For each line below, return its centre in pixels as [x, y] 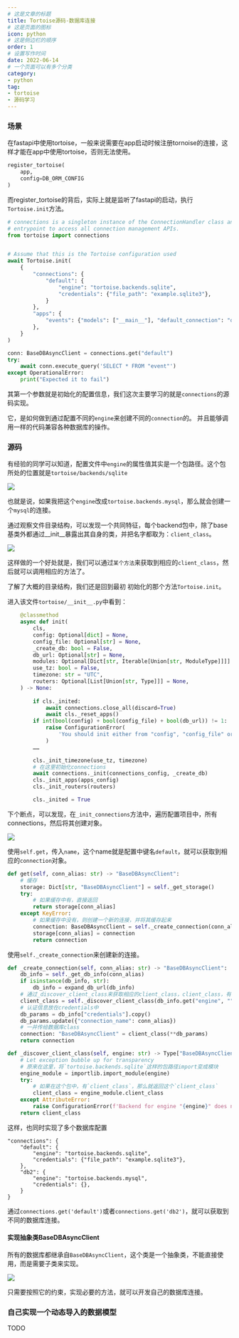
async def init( [44, 622]
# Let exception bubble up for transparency [87, 1060]
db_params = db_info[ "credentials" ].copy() [86, 1014]
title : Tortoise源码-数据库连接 [52, 21]
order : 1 [20, 47]
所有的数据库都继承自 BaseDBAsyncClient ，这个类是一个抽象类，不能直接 [112, 1255]
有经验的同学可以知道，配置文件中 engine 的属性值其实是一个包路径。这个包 [117, 464]
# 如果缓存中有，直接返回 [65, 901]
